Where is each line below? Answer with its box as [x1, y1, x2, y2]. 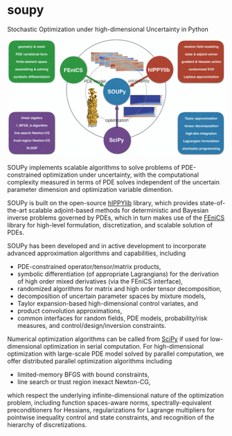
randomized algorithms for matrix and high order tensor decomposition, [17, 285, 222, 293]
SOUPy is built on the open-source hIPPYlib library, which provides [7, 199, 199, 207]
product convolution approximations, [17, 307, 123, 315]
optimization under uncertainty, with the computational [42, 171, 199, 179]
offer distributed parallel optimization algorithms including [7, 357, 172, 365]
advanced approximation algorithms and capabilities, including [7, 249, 186, 258]
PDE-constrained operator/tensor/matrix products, [17, 263, 161, 271]
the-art [7, 207, 28, 215]
